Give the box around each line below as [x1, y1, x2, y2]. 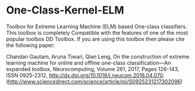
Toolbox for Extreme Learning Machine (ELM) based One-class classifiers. [6, 23, 187, 30]
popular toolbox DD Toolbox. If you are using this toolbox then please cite [6, 35, 185, 42]
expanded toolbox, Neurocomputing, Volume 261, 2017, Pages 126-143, [6, 65, 179, 72]
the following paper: [6, 42, 55, 49]
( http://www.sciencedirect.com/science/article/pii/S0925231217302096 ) [6, 77, 183, 85]
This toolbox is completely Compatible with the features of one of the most [6, 29, 188, 36]
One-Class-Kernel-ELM [6, 4, 124, 17]
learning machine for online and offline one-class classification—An [6, 59, 171, 66]
